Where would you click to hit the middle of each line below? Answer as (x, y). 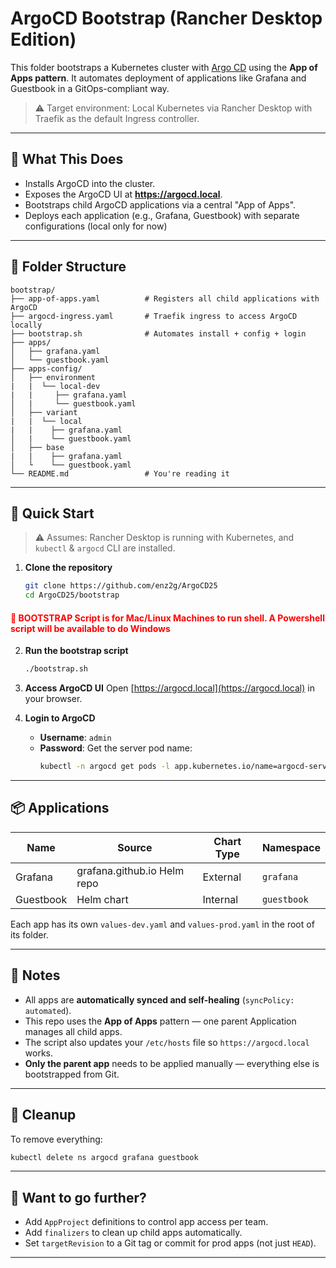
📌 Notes (35, 975)
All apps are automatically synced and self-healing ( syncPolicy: (159, 999)
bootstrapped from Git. (72, 1074)
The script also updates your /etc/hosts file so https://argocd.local (167, 1042)
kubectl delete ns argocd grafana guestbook (104, 1157)
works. (38, 1053)
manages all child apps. (73, 1031)
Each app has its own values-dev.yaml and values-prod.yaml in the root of (162, 924)
